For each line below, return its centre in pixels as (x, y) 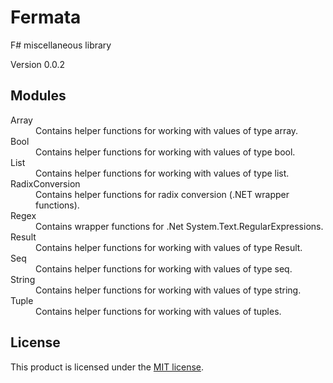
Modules (38, 96)
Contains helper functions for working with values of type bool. (165, 152)
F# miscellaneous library (61, 45)
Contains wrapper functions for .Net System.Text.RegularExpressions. (179, 226)
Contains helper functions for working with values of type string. (168, 290)
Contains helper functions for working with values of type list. (162, 173)
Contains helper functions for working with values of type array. (167, 130)
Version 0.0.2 (37, 64)
